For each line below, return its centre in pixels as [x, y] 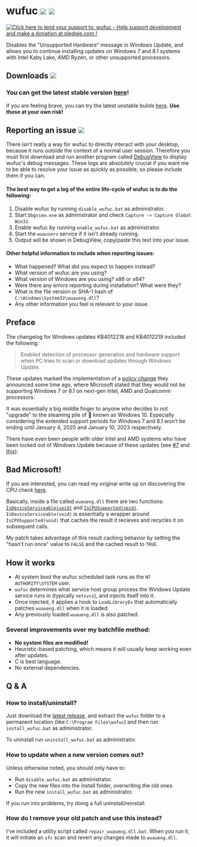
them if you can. [26, 176]
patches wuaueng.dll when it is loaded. [62, 608]
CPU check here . [27, 490]
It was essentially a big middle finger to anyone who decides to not [87, 408]
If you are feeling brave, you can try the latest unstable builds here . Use [93, 105]
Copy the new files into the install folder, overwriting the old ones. [94, 785]
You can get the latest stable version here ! [68, 92]
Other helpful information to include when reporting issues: [80, 253]
